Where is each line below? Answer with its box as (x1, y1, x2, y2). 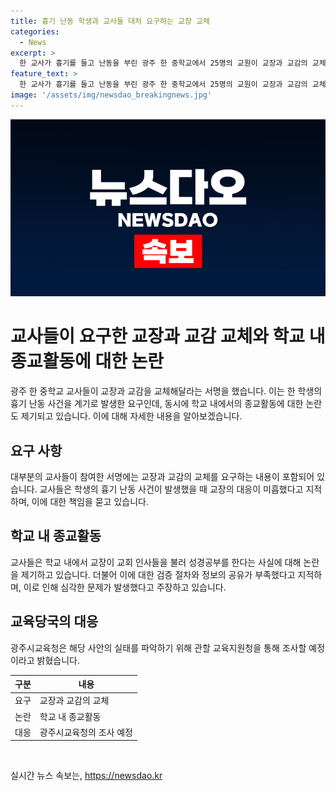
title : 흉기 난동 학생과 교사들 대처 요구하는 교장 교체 (10, 16, 211, 26)
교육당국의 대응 (10, 613, 99, 630)
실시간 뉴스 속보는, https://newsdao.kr (10, 770, 163, 782)
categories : (10, 26, 60, 37)
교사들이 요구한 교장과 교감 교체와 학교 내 (10, 325, 326, 348)
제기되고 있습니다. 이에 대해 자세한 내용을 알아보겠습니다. (20, 410, 243, 422)
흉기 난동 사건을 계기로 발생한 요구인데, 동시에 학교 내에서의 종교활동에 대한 (10, 398, 304, 410)
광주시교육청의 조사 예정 (39, 726, 133, 738)
